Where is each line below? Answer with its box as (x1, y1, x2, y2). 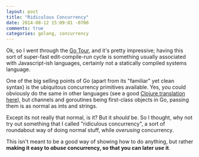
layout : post (6, 8, 39, 15)
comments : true (6, 25, 44, 31)
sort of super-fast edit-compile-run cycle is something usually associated (6, 53, 186, 60)
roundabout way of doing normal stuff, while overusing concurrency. (6, 127, 174, 134)
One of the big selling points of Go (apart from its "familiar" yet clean (6, 78, 175, 85)
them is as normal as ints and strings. (6, 102, 98, 110)
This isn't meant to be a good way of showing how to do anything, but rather (6, 138, 194, 145)
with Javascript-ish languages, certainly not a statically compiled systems (6, 60, 187, 67)
